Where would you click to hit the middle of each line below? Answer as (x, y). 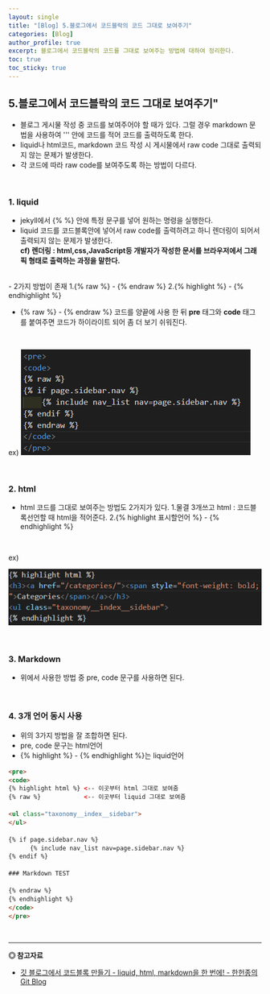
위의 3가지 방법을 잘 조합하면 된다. (74, 735)
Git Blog (33, 982)
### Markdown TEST (39, 874)
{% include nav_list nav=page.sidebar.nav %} (107, 848)
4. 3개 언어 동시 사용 (45, 716)
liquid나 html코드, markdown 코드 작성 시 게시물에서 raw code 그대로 (130, 144)
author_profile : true (45, 43)
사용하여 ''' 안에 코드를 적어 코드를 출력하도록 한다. (115, 135)
